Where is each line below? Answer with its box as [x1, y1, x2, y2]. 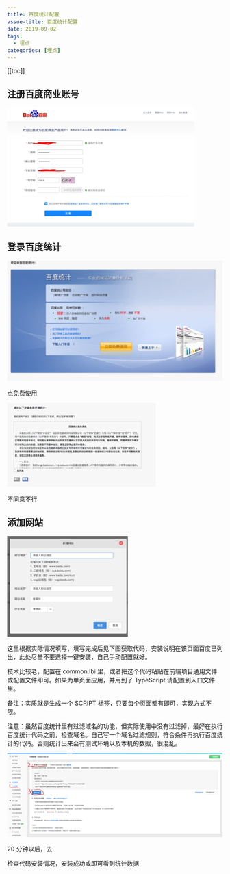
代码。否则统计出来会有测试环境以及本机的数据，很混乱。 [18, 739, 181, 747]
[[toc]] [7, 67, 25, 75]
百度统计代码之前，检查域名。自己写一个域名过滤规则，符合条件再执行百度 [7, 730, 217, 738]
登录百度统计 [7, 242, 62, 253]
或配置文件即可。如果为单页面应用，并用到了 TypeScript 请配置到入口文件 [7, 676, 216, 684]
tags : [7, 33, 23, 40]
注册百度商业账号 [7, 88, 79, 100]
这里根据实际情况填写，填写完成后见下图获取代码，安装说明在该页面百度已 [7, 644, 217, 652]
